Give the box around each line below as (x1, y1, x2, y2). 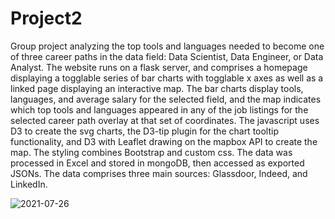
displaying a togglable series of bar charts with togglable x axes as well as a (10, 72, 324, 84)
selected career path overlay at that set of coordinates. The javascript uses (10, 114, 320, 126)
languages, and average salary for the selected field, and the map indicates (10, 93, 322, 105)
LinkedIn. (10, 178, 48, 190)
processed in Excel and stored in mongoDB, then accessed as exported (10, 157, 305, 169)
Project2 (10, 7, 83, 30)
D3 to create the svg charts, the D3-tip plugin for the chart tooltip (10, 125, 280, 137)
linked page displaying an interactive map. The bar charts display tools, (10, 82, 304, 94)
